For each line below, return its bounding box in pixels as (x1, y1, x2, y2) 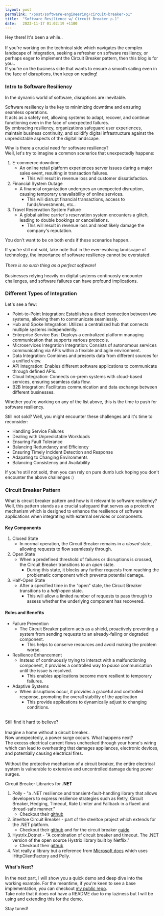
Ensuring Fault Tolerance (12, 439, 63, 444)
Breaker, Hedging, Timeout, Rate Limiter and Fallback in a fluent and (12, 800, 150, 806)
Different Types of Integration (5, 290, 77, 297)
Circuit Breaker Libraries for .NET (5, 780, 72, 787)
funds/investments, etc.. (26, 201, 76, 207)
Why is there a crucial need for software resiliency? (5, 145, 109, 150)
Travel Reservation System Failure (12, 207, 81, 212)
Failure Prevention (12, 621, 49, 626)
